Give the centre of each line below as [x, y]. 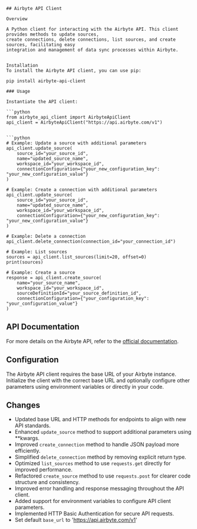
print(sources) [25, 262]
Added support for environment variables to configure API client [93, 501]
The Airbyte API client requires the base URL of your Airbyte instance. [91, 374]
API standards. [33, 425]
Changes [23, 405]
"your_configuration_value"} [42, 304]
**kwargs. [27, 438]
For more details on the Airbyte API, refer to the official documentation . [93, 341]
